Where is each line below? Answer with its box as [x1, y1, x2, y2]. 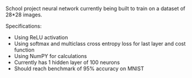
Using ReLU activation [14, 34, 68, 40]
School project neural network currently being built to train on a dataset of [5, 5, 186, 12]
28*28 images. [5, 11, 42, 18]
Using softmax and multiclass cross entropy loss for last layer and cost [14, 40, 186, 47]
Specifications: [5, 23, 42, 29]
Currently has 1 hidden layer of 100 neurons [14, 59, 120, 66]
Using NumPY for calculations [14, 53, 87, 59]
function [14, 46, 35, 53]
